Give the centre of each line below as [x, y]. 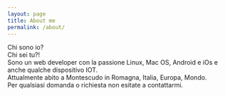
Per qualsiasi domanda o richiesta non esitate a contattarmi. [95, 85]
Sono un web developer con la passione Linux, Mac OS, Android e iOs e [113, 63]
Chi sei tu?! [24, 55]
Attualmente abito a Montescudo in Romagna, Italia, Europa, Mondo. [107, 78]
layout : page [27, 14]
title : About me [31, 21]
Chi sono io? [26, 48]
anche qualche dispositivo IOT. [53, 70]
